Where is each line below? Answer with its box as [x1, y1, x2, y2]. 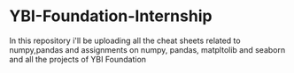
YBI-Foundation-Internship [9, 6, 213, 26]
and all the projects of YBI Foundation [9, 54, 147, 64]
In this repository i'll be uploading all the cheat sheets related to [9, 35, 241, 46]
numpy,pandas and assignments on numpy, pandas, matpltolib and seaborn [9, 44, 286, 55]
